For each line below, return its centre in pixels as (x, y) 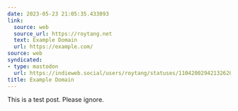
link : (15, 21)
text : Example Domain (46, 40)
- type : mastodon (33, 66)
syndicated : (25, 60)
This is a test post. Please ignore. (56, 100)
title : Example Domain (41, 80)
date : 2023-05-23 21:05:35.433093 (58, 14)
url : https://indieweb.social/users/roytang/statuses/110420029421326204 (125, 73)
